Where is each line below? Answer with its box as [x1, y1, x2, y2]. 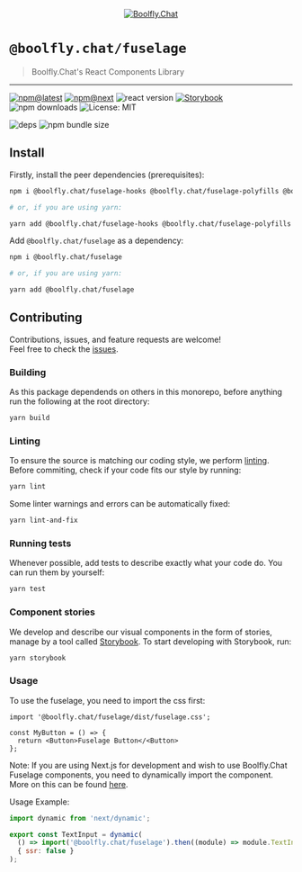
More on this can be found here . [9, 778, 129, 789]
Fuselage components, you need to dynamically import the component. [9, 769, 274, 780]
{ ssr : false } [17, 847, 75, 856]
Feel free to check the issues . [9, 343, 119, 355]
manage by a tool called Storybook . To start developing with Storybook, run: [9, 635, 292, 647]
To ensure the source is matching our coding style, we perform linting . [9, 455, 270, 466]
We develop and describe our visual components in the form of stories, [9, 626, 272, 637]
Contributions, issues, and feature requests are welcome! [9, 334, 222, 345]
